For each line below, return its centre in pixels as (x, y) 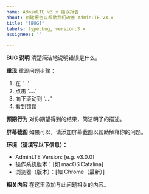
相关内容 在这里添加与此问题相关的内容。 (58, 185)
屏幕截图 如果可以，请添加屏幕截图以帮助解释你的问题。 (76, 132)
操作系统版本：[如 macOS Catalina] (59, 164)
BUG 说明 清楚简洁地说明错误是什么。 (54, 58)
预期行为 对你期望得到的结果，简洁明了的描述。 (66, 119)
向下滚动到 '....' (33, 99)
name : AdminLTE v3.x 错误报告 (43, 12)
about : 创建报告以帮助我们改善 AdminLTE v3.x (60, 18)
